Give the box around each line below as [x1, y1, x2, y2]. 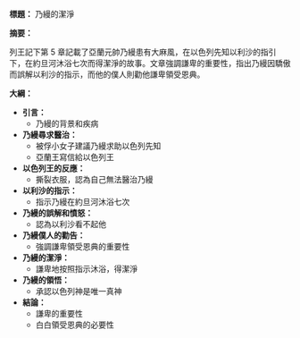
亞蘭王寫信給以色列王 [35, 152, 114, 162]
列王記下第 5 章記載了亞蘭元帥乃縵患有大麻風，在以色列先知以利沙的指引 [9, 46, 277, 57]
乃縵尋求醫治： [21, 130, 78, 139]
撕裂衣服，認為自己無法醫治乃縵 [35, 174, 154, 184]
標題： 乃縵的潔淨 [9, 9, 74, 19]
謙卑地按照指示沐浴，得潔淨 [35, 264, 138, 274]
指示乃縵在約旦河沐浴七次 [35, 197, 130, 207]
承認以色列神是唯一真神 [35, 286, 122, 296]
